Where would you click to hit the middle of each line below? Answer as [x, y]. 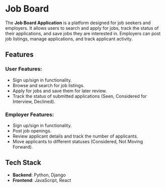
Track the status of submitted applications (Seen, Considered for [79, 96]
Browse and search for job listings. [48, 85]
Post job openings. [32, 131]
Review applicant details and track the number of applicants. [75, 136]
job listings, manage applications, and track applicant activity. [69, 39]
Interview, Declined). [34, 101]
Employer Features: [30, 114]
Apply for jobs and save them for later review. [60, 91]
